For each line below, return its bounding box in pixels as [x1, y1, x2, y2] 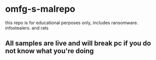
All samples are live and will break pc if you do [5, 39, 151, 48]
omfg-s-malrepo [5, 3, 76, 15]
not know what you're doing [5, 47, 94, 55]
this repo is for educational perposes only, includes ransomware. [5, 20, 139, 26]
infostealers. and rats [5, 25, 49, 30]
